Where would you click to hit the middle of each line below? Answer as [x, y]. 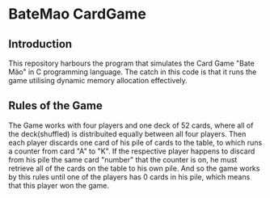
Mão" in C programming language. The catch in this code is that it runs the [133, 72]
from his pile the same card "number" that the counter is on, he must [123, 159]
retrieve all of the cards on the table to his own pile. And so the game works [134, 168]
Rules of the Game [55, 106]
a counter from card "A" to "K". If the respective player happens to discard [132, 151]
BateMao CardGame [78, 14]
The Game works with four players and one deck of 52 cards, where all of [131, 125]
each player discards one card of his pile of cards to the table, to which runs [135, 142]
